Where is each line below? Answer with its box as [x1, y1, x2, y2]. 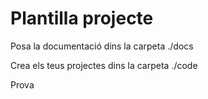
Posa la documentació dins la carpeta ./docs [10, 40, 194, 52]
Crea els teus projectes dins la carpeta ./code [10, 59, 198, 71]
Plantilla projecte [10, 7, 154, 30]
